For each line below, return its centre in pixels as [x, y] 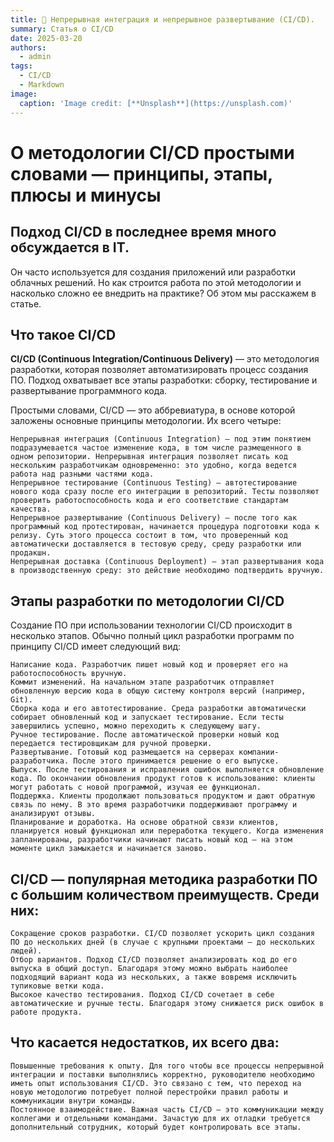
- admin [35, 57]
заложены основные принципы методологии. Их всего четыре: [146, 421]
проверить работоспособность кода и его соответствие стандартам [149, 501]
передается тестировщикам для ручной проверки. [111, 744]
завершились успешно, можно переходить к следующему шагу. [136, 726]
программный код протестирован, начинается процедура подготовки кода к [165, 527]
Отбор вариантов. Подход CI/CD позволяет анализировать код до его [154, 959]
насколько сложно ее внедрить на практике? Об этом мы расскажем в [163, 293]
